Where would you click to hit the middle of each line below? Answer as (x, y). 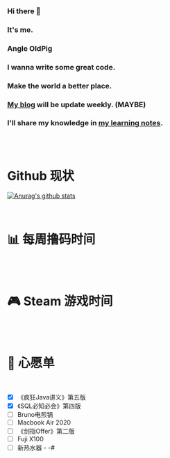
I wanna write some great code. (61, 67)
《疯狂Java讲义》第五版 (52, 397)
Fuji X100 (30, 439)
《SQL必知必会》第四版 (49, 406)
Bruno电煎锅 (35, 414)
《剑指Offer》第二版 (46, 431)
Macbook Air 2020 (44, 422)
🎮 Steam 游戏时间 (60, 301)
